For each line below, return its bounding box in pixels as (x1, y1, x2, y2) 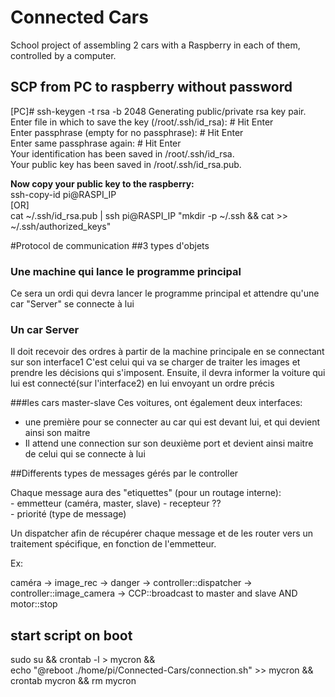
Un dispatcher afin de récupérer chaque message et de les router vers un (10, 527, 314, 540)
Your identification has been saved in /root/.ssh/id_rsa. (10, 147, 235, 160)
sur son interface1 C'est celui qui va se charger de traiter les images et (10, 356, 301, 368)
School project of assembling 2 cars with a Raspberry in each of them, (10, 39, 301, 51)
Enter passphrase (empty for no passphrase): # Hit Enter (10, 126, 244, 138)
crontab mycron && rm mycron (10, 675, 137, 687)
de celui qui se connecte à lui (24, 448, 146, 460)
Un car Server (10, 322, 80, 336)
